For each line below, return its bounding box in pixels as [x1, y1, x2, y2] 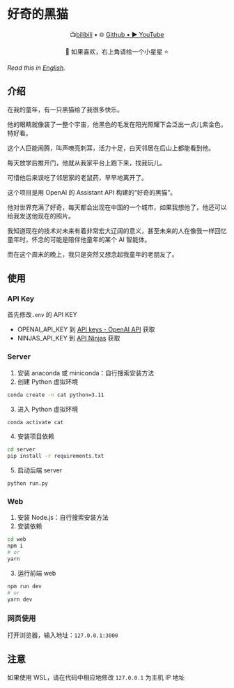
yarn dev [7, 596, 33, 603]
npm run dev [7, 583, 42, 590]
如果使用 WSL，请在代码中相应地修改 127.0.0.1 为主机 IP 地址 [7, 673, 185, 681]
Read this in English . [7, 63, 65, 72]
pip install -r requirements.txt [7, 453, 104, 460]
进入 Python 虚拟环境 [17, 405, 79, 413]
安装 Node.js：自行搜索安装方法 [17, 514, 109, 522]
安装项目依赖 [17, 432, 54, 440]
